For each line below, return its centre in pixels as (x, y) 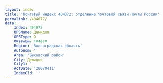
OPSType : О (25, 37)
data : (11, 23)
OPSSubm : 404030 (31, 41)
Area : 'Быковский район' (39, 55)
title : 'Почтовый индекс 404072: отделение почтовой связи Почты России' (82, 14)
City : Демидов (28, 60)
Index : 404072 (28, 28)
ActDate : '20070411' (35, 69)
